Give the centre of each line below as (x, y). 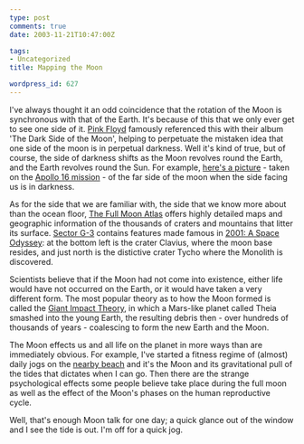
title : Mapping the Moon (56, 68)
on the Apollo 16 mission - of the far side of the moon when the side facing (148, 176)
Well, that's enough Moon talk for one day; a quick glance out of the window (152, 420)
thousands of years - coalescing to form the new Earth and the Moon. (139, 327)
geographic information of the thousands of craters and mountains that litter (152, 223)
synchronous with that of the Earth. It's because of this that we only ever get (152, 119)
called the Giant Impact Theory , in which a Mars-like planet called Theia (143, 307)
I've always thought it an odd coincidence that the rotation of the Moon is (146, 109)
